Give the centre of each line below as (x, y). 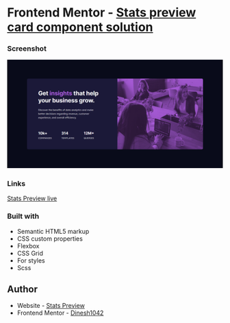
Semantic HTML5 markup (53, 231)
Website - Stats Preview (51, 306)
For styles (31, 260)
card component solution (80, 27)
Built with (23, 216)
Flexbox (28, 246)
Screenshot (27, 49)
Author (22, 289)
